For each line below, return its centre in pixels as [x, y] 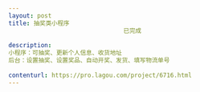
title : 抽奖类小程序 [39, 23]
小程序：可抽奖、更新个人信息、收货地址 [65, 53]
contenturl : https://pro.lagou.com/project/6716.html [100, 75]
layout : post [30, 16]
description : [30, 46]
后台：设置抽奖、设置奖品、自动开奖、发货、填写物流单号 [89, 61]
